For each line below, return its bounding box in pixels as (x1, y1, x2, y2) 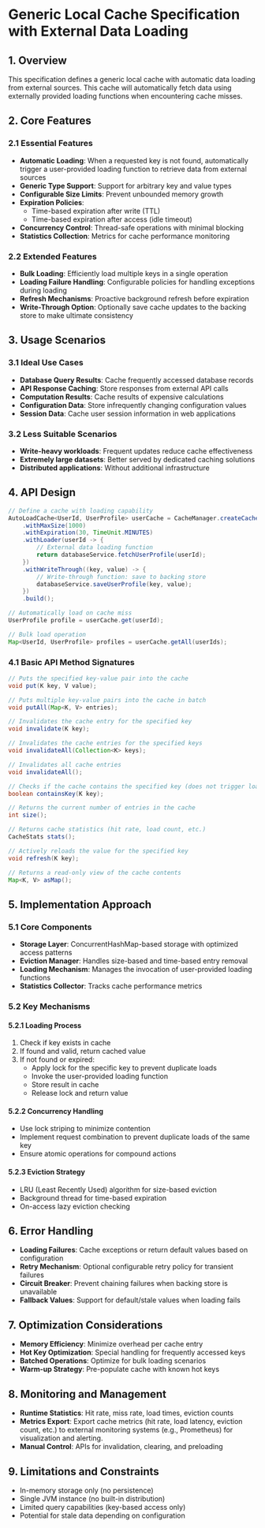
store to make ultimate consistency (19, 310, 134, 320)
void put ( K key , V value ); (8, 682, 97, 689)
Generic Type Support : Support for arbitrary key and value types (19, 181, 232, 190)
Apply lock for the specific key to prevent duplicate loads (31, 1063, 217, 1073)
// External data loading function (36, 544, 154, 551)
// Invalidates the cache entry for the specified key (8, 718, 192, 726)
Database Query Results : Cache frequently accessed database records (19, 375, 254, 384)
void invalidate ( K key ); (8, 725, 90, 733)
